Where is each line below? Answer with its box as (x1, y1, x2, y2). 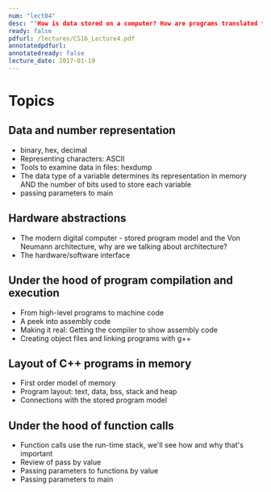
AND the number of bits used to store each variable (19, 179, 192, 189)
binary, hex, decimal (19, 145, 87, 154)
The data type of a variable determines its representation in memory (19, 170, 248, 180)
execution (8, 286, 60, 300)
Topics (8, 92, 55, 110)
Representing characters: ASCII (19, 153, 125, 163)
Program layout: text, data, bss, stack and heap (19, 387, 177, 397)
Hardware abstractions (8, 212, 127, 225)
